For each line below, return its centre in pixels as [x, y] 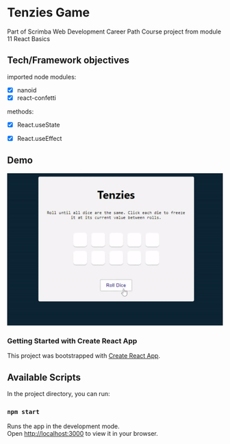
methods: [21, 112]
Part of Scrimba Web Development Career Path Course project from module [114, 31]
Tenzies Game [49, 13]
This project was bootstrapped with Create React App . [84, 356]
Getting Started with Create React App [72, 341]
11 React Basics [28, 38]
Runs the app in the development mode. [63, 426]
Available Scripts [44, 377]
